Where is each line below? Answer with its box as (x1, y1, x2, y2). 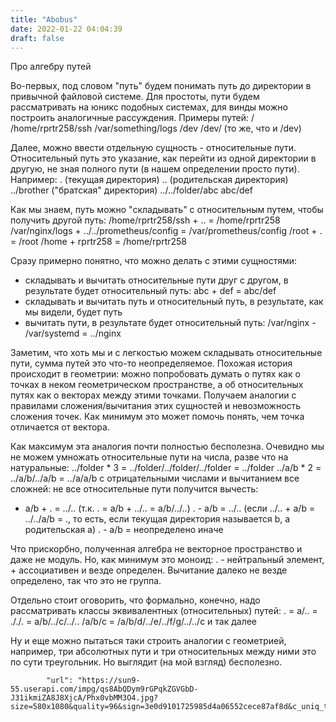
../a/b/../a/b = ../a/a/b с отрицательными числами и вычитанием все (10, 472, 300, 485)
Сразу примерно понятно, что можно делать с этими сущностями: (10, 255, 298, 267)
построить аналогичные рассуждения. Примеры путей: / (10, 112, 255, 124)
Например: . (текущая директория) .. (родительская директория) (10, 174, 289, 186)
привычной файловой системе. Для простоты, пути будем (10, 91, 260, 103)
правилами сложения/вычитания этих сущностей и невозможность (10, 400, 302, 412)
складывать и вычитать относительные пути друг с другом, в (24, 274, 289, 286)
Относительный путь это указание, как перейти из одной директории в (10, 152, 317, 165)
